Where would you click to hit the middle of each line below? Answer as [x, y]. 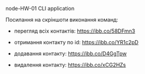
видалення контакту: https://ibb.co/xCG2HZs [70, 65]
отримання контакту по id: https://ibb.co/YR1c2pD [76, 42]
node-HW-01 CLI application [40, 8]
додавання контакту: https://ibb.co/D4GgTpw [70, 54]
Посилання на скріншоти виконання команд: [62, 20]
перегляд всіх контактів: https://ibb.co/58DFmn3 [75, 31]
